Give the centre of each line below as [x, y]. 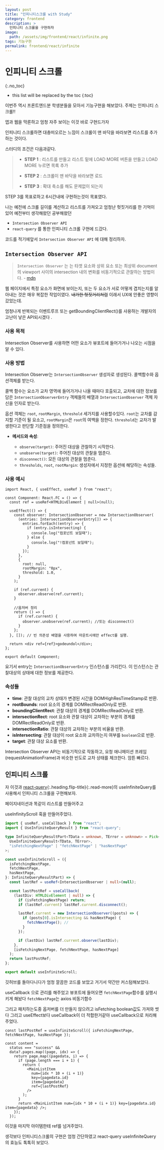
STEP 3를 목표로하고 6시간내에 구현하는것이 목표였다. [56, 196]
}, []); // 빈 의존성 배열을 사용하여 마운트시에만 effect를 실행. [69, 635]
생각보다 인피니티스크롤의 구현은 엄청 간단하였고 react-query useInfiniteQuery [81, 1136]
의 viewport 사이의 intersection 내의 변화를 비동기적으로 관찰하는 [79, 272]
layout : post [18, 10]
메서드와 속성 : [25, 436]
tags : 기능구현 [18, 42]
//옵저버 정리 [26, 608]
